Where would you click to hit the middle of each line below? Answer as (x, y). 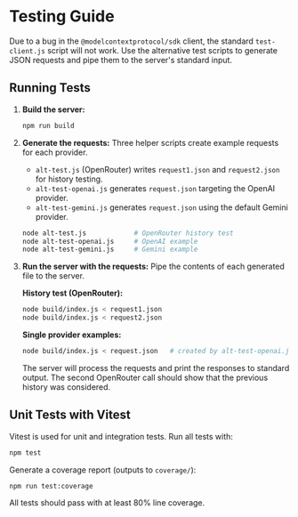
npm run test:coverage (51, 486)
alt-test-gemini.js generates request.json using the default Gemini (162, 207)
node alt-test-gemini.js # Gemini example (110, 250)
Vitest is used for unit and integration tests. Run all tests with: (121, 436)
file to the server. (53, 276)
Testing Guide (62, 16)
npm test (25, 452)
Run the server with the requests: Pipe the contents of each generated (153, 267)
